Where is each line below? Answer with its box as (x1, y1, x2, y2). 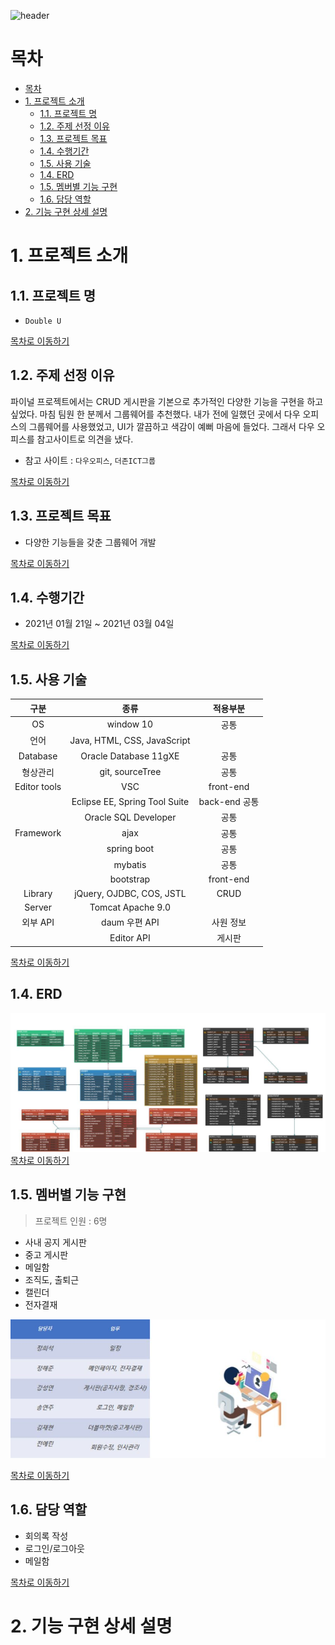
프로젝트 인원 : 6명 (34, 1215, 108, 1227)
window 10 (106, 718, 154, 730)
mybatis (113, 858, 147, 870)
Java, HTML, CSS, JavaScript (69, 734, 191, 746)
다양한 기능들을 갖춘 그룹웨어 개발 (24, 536, 157, 548)
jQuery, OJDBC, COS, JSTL (74, 887, 187, 899)
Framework (14, 827, 62, 839)
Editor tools (14, 780, 62, 792)
